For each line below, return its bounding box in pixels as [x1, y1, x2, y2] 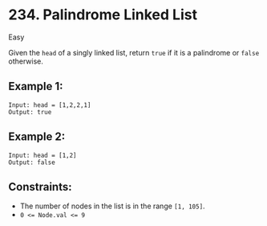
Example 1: [8, 80, 63, 93]
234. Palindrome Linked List [8, 6, 198, 24]
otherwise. [8, 56, 44, 66]
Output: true [8, 108, 52, 116]
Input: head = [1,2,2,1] [8, 101, 91, 109]
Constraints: [8, 179, 72, 194]
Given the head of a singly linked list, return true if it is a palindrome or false [8, 47, 260, 57]
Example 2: [8, 130, 66, 144]
